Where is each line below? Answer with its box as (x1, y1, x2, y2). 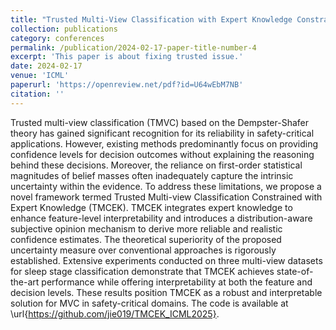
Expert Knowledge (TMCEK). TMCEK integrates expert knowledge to (10, 201, 293, 213)
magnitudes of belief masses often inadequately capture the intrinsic (10, 169, 294, 181)
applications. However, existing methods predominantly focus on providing (10, 137, 318, 150)
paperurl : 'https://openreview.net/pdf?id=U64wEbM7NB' (10, 80, 244, 90)
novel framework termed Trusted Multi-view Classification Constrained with (10, 191, 323, 203)
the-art (10, 276, 40, 288)
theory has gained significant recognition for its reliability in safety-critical (10, 127, 315, 139)
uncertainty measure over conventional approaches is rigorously (10, 244, 277, 256)
